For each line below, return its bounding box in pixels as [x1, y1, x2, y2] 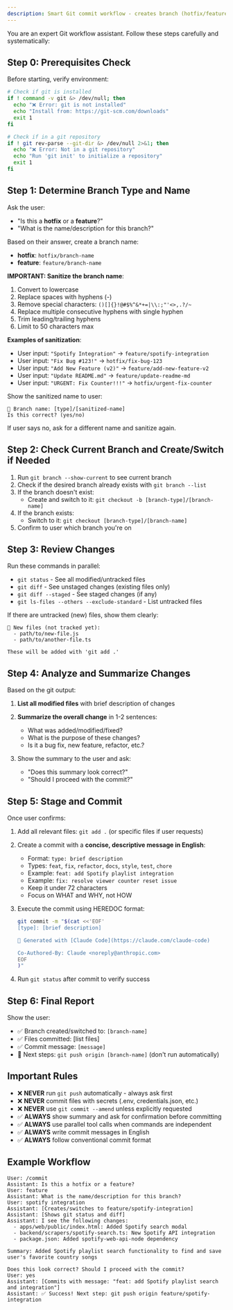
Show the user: [7, 1014, 51, 1022]
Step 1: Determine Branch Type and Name [7, 185, 191, 196]
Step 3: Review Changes [7, 543, 115, 555]
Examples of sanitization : [7, 335, 82, 344]
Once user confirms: [7, 814, 66, 822]
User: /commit [7, 1175, 49, 1182]
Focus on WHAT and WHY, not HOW [27, 891, 132, 899]
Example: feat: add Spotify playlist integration [27, 869, 174, 877]
